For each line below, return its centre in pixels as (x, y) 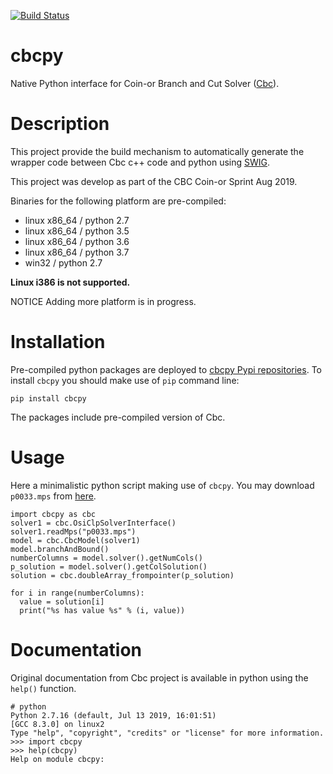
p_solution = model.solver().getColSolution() (109, 566)
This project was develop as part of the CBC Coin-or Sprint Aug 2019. (154, 181)
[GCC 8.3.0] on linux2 (57, 724)
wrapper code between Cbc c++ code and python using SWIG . (140, 162)
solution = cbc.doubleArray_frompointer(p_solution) (122, 575)
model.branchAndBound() (60, 549)
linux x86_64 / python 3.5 (77, 231)
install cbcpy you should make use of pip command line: (125, 380)
